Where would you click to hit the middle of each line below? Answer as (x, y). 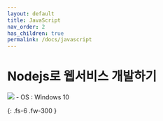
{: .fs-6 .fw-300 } (32, 111)
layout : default (31, 14)
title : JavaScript (34, 20)
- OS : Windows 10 (43, 97)
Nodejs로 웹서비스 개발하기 (82, 77)
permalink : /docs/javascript (50, 40)
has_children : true (36, 33)
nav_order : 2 (26, 27)
